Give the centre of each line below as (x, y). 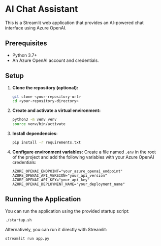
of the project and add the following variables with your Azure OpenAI (83, 157)
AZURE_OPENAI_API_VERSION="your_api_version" (60, 175)
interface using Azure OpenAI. (36, 27)
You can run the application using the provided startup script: (67, 211)
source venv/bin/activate (39, 124)
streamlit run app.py (27, 238)
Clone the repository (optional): (45, 87)
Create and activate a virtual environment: (56, 110)
